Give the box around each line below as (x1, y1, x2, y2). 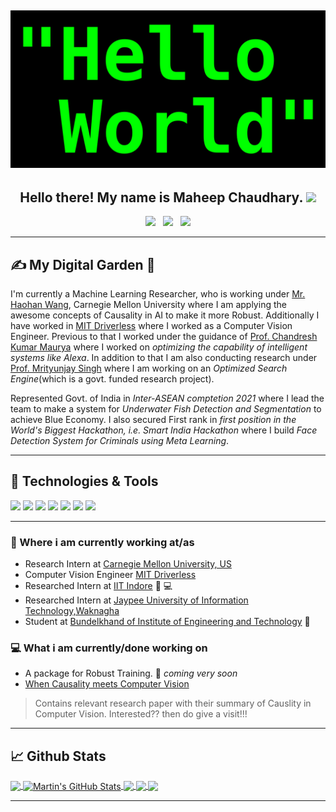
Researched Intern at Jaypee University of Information (24, 594, 249, 606)
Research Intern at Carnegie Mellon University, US (24, 558, 232, 570)
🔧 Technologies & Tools (10, 473, 159, 490)
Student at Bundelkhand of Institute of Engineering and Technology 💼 (24, 616, 311, 628)
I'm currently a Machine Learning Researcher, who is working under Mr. (10, 288, 306, 300)
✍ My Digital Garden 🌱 (10, 256, 156, 273)
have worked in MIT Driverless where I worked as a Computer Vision (10, 320, 293, 332)
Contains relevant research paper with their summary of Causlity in (34, 697, 312, 710)
